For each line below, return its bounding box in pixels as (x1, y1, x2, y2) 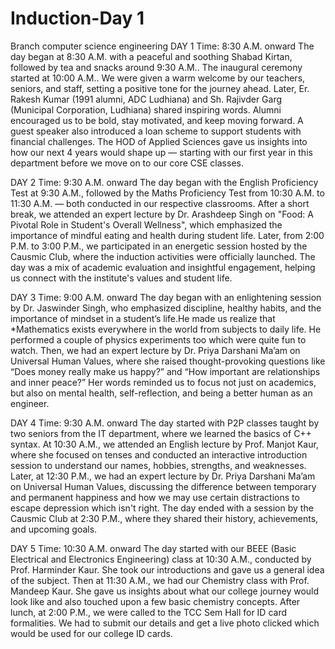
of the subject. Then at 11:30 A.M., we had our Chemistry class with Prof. (10, 574, 310, 586)
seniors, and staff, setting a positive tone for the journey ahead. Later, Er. (10, 82, 310, 94)
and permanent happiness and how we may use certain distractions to (10, 491, 300, 503)
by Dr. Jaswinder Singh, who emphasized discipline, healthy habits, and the (10, 302, 322, 314)
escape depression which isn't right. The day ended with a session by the (10, 502, 314, 514)
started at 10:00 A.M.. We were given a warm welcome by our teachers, (10, 72, 306, 84)
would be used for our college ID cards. (10, 627, 173, 639)
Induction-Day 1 (10, 7, 145, 30)
